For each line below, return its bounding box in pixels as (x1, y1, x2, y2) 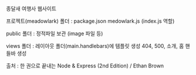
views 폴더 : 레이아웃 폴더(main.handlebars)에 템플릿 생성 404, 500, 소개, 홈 (6, 43, 184, 49)
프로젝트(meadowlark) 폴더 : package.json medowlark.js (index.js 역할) (6, 18, 175, 25)
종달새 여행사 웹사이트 (6, 5, 57, 12)
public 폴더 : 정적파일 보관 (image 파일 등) (6, 30, 103, 37)
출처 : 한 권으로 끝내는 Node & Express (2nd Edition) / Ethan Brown (6, 62, 164, 69)
